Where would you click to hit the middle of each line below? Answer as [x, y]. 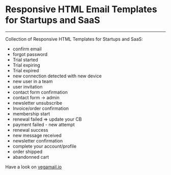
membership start [31, 113]
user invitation [27, 86]
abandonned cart [31, 157]
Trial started [25, 60]
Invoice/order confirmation [41, 108]
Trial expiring [26, 65]
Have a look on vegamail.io [34, 167]
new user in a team [33, 81]
